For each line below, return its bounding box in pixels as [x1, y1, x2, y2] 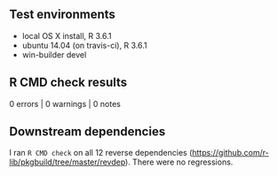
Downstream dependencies [9, 124, 166, 140]
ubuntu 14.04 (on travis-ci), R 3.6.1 [21, 40, 148, 50]
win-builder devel [21, 49, 87, 60]
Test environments [9, 7, 115, 22]
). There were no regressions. [124, 157, 234, 167]
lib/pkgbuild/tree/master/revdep [9, 157, 126, 167]
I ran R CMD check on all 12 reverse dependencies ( [9, 148, 193, 158]
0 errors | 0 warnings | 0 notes [9, 98, 122, 109]
